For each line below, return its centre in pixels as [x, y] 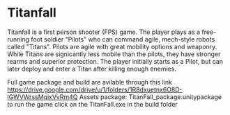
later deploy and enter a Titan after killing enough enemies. [92, 69]
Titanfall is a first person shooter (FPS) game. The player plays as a [104, 32]
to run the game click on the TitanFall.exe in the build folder [92, 104]
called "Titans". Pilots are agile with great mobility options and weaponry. [112, 46]
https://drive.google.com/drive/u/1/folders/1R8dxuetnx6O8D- [95, 89]
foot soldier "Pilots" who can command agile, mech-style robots [123, 39]
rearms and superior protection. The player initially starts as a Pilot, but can [115, 61]
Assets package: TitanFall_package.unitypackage [150, 97]
